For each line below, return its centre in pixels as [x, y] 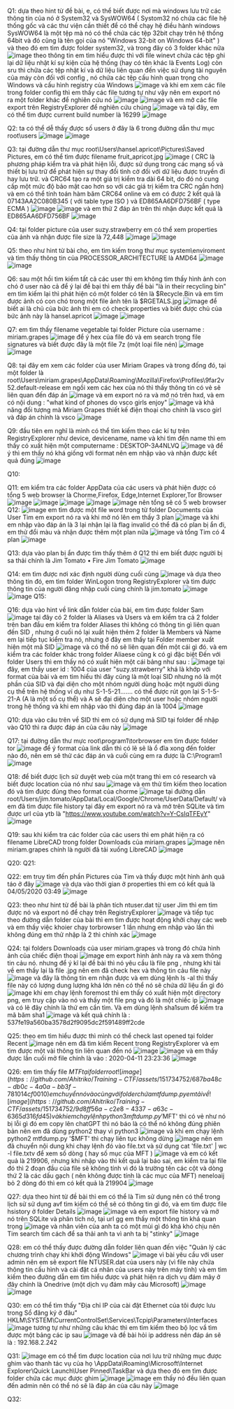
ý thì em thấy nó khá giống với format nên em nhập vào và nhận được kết [112, 453]
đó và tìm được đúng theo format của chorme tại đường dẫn [107, 791]
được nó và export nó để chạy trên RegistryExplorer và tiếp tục [111, 912]
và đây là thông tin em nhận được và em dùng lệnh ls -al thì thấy [126, 978]
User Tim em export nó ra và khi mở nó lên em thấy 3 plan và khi [113, 517]
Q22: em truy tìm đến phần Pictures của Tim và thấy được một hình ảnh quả [116, 876]
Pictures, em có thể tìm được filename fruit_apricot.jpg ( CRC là [111, 156]
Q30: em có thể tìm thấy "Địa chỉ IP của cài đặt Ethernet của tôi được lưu [111, 1305]
